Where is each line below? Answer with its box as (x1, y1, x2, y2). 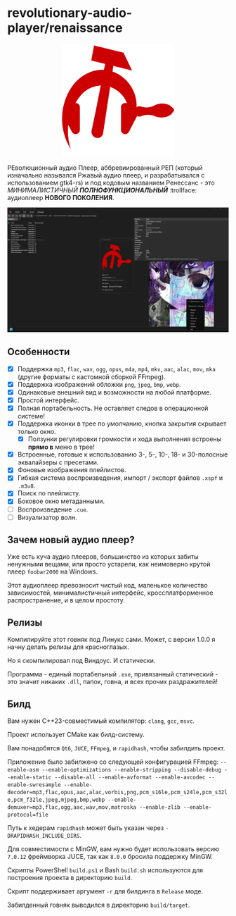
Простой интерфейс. (17, 396, 79, 404)
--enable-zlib (139, 804, 181, 811)
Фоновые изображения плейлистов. (17, 466, 126, 474)
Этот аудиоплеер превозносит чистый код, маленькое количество (7, 581, 209, 590)
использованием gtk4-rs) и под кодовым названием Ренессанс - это (7, 178, 216, 187)
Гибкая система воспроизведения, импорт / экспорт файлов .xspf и (17, 474, 223, 482)
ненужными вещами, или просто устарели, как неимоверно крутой (7, 560, 211, 569)
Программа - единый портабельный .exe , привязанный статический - (7, 670, 218, 679)
